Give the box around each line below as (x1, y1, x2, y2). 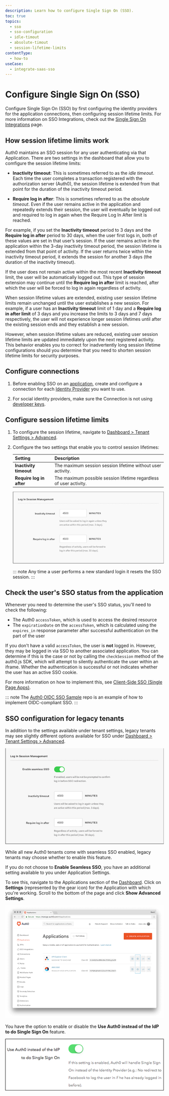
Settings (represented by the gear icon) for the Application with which (5, 884, 151, 891)
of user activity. (54, 480, 87, 486)
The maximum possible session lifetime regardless (54, 475, 159, 481)
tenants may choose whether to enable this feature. (5, 854, 112, 861)
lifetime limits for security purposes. (5, 353, 80, 359)
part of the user (12, 633, 45, 639)
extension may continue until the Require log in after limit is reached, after (5, 280, 159, 286)
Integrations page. (5, 121, 43, 128)
